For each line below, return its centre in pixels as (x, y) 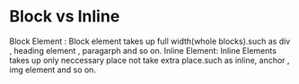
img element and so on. (53, 70)
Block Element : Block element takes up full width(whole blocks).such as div (150, 41)
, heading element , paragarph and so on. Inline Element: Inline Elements (143, 50)
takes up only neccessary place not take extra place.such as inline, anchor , (149, 60)
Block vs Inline (65, 17)
